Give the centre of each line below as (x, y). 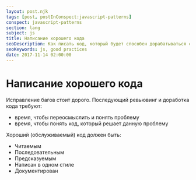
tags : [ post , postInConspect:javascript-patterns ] (69, 17)
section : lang (23, 28)
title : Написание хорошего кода (45, 38)
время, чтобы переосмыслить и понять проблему (77, 117)
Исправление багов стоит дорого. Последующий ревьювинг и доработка (98, 100)
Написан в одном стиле (44, 164)
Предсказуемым (35, 158)
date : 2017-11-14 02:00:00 (39, 55)
